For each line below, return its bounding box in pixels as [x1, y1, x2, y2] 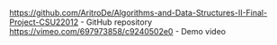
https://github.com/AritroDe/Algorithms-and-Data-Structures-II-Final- [9, 8, 268, 18]
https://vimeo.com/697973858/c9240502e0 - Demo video [9, 26, 227, 36]
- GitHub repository [80, 17, 153, 27]
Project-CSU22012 [9, 17, 79, 27]
